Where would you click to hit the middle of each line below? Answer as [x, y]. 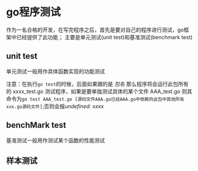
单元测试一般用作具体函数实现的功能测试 [55, 71]
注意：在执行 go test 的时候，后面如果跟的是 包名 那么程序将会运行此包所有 [97, 84]
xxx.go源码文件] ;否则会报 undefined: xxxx [55, 106]
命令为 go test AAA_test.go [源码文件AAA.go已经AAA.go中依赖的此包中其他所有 [95, 99]
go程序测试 [33, 12]
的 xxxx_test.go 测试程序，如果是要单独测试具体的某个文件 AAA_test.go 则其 [99, 91]
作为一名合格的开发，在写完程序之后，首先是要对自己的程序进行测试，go [95, 30]
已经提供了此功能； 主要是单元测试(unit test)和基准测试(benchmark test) [104, 37]
